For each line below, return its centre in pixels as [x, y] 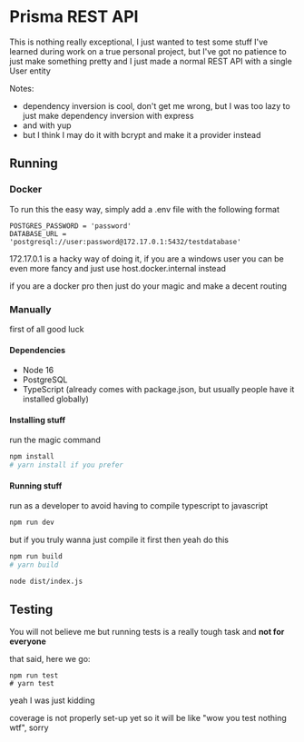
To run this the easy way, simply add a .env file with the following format [144, 209]
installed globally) [55, 399]
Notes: [22, 88]
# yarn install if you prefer [67, 465]
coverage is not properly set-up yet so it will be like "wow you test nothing [148, 717]
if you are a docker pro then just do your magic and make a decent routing [148, 286]
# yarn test [32, 683]
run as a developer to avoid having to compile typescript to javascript [139, 506]
